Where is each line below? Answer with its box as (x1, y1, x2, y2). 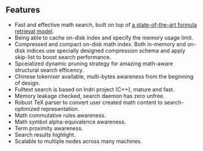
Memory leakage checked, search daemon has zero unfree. (14, 92, 165, 99)
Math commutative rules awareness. (14, 111, 106, 119)
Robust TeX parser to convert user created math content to (14, 99, 163, 106)
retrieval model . (14, 27, 54, 35)
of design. (14, 79, 40, 86)
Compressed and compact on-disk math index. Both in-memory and (14, 40, 187, 47)
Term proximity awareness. (14, 124, 84, 132)
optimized (14, 105, 40, 112)
